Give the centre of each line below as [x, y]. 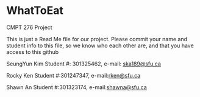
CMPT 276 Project [30, 27]
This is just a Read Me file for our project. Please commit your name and [97, 39]
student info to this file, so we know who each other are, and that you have [100, 45]
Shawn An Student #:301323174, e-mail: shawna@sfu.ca [77, 87]
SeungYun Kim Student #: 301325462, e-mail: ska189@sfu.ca [84, 64]
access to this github [33, 52]
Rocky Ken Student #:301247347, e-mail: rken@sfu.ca [73, 75]
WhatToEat [35, 11]
